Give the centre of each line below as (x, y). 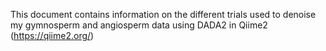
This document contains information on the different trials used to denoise (163, 14)
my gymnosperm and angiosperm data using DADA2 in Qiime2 (139, 25)
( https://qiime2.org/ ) (52, 35)
